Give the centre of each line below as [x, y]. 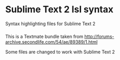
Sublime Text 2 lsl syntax [59, 9]
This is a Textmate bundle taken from [44, 36]
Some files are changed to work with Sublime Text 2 [60, 52]
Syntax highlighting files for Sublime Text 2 [50, 24]
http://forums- [99, 36]
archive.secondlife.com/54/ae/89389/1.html [52, 42]
